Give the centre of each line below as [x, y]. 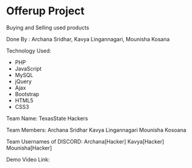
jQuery [23, 81]
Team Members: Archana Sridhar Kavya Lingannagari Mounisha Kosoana [96, 130]
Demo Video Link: [28, 159]
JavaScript [28, 68]
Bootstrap [27, 94]
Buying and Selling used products [48, 28]
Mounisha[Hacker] [29, 148]
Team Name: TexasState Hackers [47, 118]
